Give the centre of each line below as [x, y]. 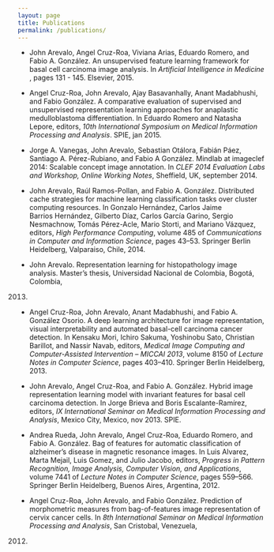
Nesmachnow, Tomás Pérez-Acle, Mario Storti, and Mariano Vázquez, [143, 224]
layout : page [39, 15]
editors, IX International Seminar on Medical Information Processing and [147, 411]
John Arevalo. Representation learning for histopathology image [133, 265]
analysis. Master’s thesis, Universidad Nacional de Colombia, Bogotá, [142, 273]
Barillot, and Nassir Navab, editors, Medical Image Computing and [137, 346]
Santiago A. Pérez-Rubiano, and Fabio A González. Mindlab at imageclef [146, 159]
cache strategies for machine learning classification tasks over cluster [143, 199]
